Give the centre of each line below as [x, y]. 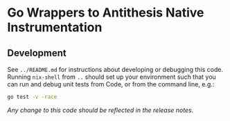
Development [37, 53]
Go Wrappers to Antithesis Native [106, 13]
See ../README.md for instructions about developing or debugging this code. [115, 69]
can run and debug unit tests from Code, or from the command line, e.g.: [111, 84]
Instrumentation [55, 27]
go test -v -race [32, 97]
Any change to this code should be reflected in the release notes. [100, 110]
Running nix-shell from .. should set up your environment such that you [112, 77]
